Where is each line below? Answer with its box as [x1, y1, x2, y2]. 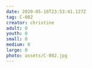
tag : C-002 [6, 14, 33, 20]
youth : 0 [6, 31, 28, 37]
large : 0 [6, 47, 28, 53]
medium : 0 [6, 42, 31, 48]
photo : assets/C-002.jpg [6, 53, 68, 59]
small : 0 [6, 36, 28, 42]
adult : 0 [6, 25, 28, 31]
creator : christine [6, 20, 55, 25]
